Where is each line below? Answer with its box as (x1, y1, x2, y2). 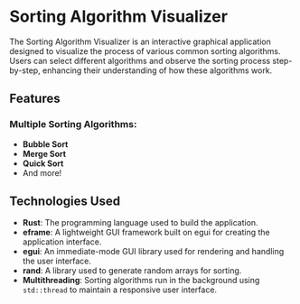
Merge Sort (22, 148, 66, 159)
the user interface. (22, 255, 92, 267)
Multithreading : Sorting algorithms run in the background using (22, 275, 260, 286)
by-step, (9, 65, 41, 76)
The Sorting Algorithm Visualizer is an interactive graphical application (9, 36, 271, 47)
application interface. (22, 236, 102, 247)
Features (9, 91, 61, 106)
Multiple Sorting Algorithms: (9, 118, 137, 131)
